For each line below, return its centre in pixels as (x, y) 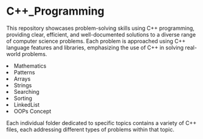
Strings (23, 85)
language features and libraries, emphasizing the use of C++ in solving (95, 48)
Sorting (23, 98)
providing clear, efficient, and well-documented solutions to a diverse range (101, 34)
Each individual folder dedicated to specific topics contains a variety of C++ (101, 123)
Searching (27, 91)
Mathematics (30, 66)
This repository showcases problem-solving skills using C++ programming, (100, 28)
